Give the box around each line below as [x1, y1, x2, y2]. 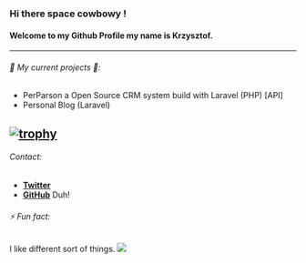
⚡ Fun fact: [9, 210, 51, 221]
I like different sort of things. [9, 244, 116, 255]
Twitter [22, 179, 51, 190]
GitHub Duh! [22, 189, 70, 200]
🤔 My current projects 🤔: [9, 62, 101, 73]
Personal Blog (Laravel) [22, 99, 111, 111]
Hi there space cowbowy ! [9, 7, 127, 20]
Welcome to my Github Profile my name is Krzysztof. [9, 30, 213, 41]
